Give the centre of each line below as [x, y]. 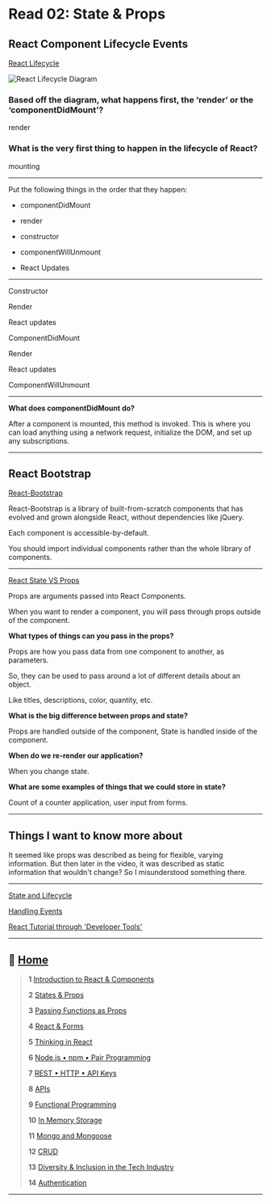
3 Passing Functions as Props [77, 1011]
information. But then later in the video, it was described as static [116, 864]
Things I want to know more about [96, 836]
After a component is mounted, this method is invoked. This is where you [129, 423]
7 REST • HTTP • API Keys [72, 1073]
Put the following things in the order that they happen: [98, 189]
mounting [24, 166]
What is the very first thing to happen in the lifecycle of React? [133, 149]
